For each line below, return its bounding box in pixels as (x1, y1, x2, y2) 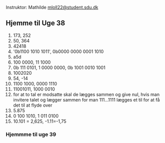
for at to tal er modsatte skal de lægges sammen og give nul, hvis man (13, 91, 160, 98)
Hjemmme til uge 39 (6, 131, 56, 138)
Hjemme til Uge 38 (6, 19, 65, 27)
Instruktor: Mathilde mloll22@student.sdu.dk (6, 5, 98, 10)
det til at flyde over (13, 102, 53, 108)
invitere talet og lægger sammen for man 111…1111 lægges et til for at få (13, 97, 160, 103)
